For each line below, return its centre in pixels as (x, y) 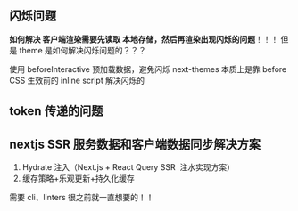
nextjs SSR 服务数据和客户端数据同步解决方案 (135, 144)
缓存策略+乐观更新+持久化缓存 (79, 179)
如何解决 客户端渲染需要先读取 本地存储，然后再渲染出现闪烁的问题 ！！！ (144, 39)
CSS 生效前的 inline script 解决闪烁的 (77, 80)
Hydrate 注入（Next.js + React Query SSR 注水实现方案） (128, 167)
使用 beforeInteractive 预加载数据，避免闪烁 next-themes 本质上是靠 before (148, 69)
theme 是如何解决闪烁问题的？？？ (83, 50)
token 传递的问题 (56, 111)
